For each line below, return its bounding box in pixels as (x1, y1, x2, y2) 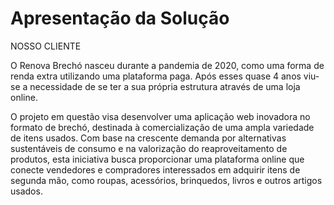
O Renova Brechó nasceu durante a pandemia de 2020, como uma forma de (10, 59, 325, 71)
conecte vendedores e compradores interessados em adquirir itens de (10, 163, 301, 176)
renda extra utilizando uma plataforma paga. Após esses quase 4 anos (10, 70, 302, 82)
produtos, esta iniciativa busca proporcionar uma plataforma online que (10, 153, 305, 165)
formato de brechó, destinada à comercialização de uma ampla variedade (10, 121, 315, 133)
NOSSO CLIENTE (10, 40, 82, 52)
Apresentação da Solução (10, 7, 230, 30)
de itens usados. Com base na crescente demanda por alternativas (10, 132, 287, 144)
